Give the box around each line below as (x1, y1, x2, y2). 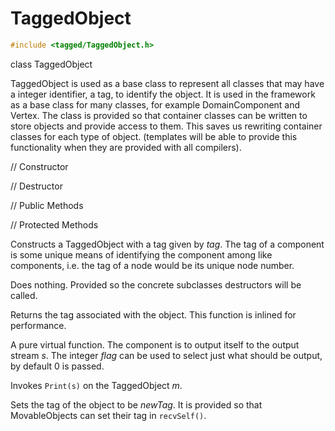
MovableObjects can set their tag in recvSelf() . (10, 409, 207, 421)
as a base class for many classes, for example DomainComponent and (10, 98, 301, 111)
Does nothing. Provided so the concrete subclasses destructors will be (10, 278, 302, 291)
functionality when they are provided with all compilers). (10, 141, 242, 153)
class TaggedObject (10, 58, 93, 70)
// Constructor (10, 160, 69, 172)
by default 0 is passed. (10, 360, 105, 372)
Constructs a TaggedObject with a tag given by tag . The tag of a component (10, 238, 325, 250)
